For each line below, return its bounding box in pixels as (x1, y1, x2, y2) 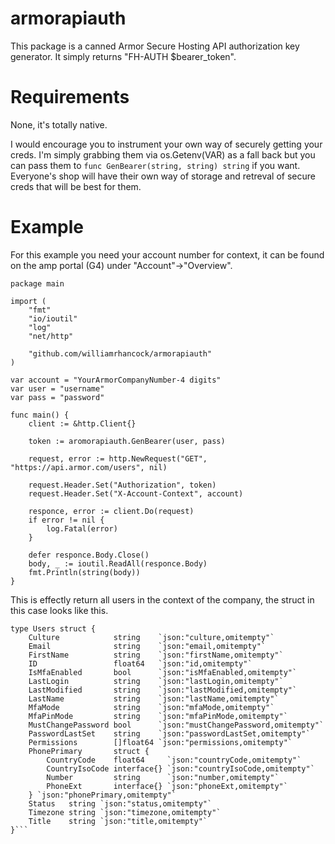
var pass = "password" (10, 392, 105, 402)
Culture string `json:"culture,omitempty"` (28, 632, 275, 642)
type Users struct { (10, 623, 97, 634)
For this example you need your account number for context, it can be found (10, 248, 325, 261)
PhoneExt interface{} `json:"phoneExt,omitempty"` (46, 781, 288, 791)
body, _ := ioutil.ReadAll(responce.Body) (28, 558, 208, 569)
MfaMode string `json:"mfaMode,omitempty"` (28, 702, 275, 712)
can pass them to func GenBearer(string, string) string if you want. (10, 159, 301, 171)
